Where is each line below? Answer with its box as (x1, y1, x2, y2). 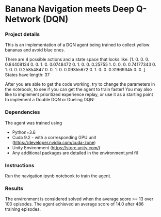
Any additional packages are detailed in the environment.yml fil (12, 150, 138, 155)
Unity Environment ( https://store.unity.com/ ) (12, 144, 101, 151)
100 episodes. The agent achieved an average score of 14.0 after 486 (5, 201, 144, 207)
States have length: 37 (5, 72, 50, 78)
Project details (5, 31, 40, 38)
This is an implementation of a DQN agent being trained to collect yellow (5, 42, 150, 48)
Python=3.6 (12, 129, 36, 135)
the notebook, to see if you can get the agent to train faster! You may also (5, 86, 152, 93)
